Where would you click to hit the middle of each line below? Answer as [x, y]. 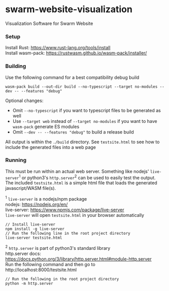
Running [16, 160]
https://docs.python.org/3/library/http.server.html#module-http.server [78, 259]
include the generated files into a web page [51, 147]
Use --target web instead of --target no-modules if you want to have [85, 121]
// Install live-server [30, 224]
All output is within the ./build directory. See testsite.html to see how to [82, 142]
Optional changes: [24, 101]
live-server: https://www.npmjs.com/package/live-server [65, 210]
